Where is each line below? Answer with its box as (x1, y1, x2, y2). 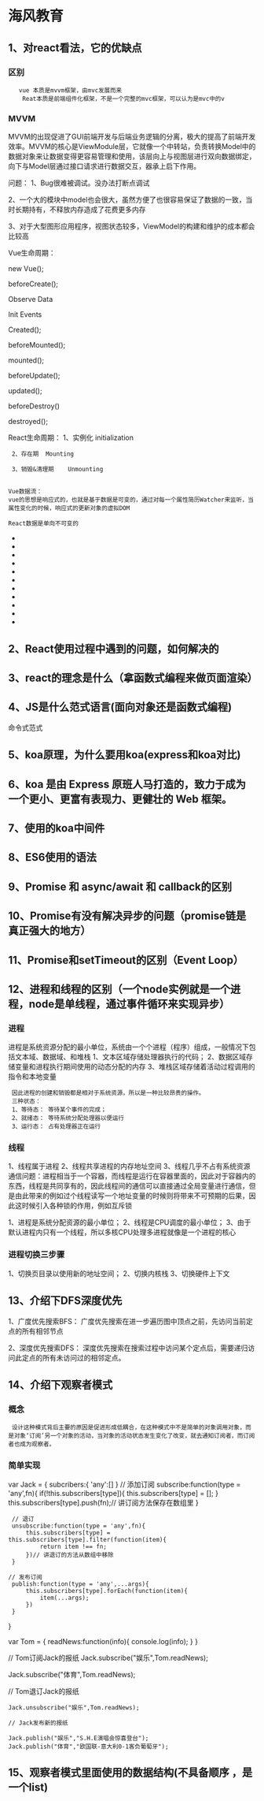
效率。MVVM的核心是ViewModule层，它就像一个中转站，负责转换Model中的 (8, 142, 256, 151)
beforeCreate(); (8, 279, 59, 288)
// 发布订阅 (8, 1573, 43, 1581)
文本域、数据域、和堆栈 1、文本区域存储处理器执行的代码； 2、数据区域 (14, 1052, 247, 1062)
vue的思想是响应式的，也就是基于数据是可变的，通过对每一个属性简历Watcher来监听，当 (8, 496, 254, 504)
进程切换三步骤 (8, 1249, 65, 1260)
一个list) (8, 1781, 49, 1794)
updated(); (8, 386, 42, 396)
